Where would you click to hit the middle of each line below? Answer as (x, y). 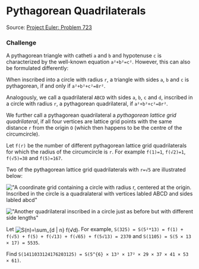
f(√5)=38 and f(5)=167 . (34, 158)
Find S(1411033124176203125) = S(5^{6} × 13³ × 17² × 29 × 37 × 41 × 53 (97, 254)
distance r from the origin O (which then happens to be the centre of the (94, 128)
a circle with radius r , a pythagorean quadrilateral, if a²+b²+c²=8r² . (87, 104)
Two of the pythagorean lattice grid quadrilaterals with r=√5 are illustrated (96, 169)
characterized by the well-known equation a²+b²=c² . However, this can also (98, 62)
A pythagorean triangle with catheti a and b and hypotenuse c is (84, 56)
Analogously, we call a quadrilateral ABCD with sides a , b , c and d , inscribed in (99, 97)
